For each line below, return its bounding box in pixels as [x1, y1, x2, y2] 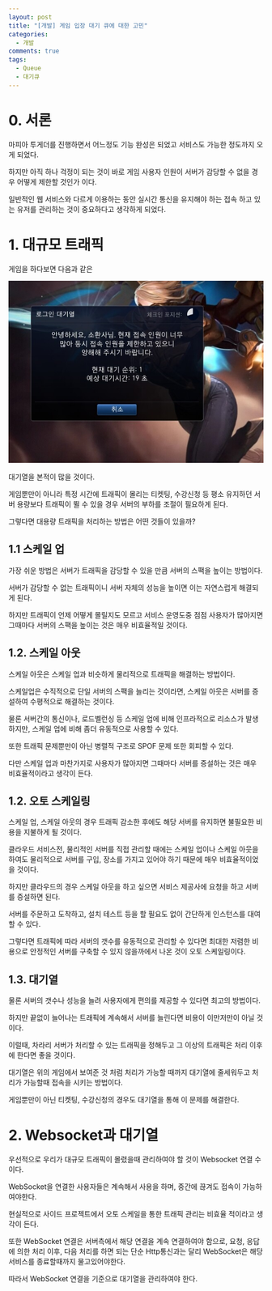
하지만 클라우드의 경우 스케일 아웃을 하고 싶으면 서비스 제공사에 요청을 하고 [8, 882, 244, 892]
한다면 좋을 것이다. [16, 1051, 75, 1060]
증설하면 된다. [16, 892, 61, 902]
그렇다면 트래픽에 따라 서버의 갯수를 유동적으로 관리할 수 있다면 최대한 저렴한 [8, 936, 251, 946]
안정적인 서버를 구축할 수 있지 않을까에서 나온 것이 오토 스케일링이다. [29, 947, 246, 957]
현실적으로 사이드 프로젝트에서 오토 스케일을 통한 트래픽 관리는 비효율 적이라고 [8, 1209, 255, 1219]
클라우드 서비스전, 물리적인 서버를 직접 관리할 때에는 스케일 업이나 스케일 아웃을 [8, 844, 259, 854]
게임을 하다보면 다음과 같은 [8, 264, 93, 274]
